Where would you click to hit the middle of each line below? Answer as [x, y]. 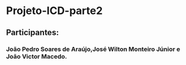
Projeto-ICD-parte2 [54, 11]
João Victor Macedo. [37, 56]
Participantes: [33, 32]
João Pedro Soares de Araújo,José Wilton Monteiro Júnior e [93, 49]
